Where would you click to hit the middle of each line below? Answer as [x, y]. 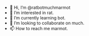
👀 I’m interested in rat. [32, 13]
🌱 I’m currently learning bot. [37, 18]
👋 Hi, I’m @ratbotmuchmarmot [40, 8]
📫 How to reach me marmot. [39, 28]
